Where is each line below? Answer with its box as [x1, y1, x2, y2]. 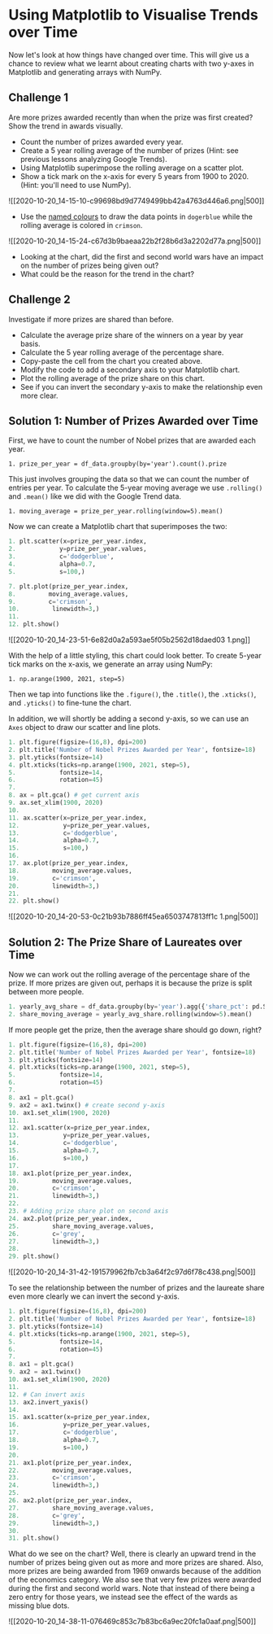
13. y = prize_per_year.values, [8, 1131, 151, 1140]
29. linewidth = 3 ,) [8, 1519, 100, 1527]
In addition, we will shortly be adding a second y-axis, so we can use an [8, 714, 249, 723]
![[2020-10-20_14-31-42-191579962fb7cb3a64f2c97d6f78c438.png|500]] [8, 1267, 256, 1277]
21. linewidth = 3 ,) [8, 1192, 100, 1200]
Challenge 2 [8, 293, 71, 307]
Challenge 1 [8, 91, 69, 105]
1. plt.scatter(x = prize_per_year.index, [8, 537, 148, 546]
